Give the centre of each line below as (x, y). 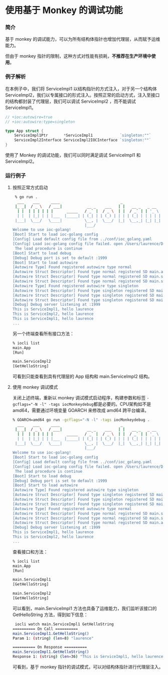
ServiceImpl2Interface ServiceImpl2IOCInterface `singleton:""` (83, 140)
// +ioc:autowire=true (29, 117)
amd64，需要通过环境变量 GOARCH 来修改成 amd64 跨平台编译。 (81, 410)
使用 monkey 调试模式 (35, 387)
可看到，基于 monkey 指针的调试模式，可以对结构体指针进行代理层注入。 (88, 667)
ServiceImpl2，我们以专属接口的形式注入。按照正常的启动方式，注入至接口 (82, 95)
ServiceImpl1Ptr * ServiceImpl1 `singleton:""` (83, 136)
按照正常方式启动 (30, 188)
